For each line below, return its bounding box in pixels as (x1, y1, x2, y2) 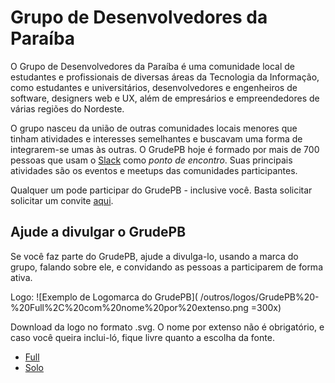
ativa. (10, 271, 33, 283)
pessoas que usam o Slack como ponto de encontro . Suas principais (10, 154, 293, 166)
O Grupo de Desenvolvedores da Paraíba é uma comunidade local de (10, 60, 295, 72)
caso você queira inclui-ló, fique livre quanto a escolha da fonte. (10, 331, 275, 343)
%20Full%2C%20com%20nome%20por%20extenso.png (10, 301, 249, 313)
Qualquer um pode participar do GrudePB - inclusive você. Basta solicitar (10, 184, 313, 196)
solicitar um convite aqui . (10, 194, 114, 206)
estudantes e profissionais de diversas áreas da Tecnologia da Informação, (10, 71, 320, 83)
